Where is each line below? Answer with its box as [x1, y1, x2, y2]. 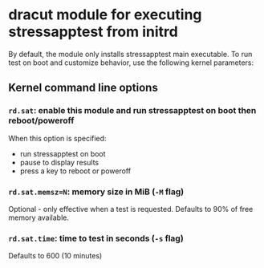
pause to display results [19, 157, 99, 167]
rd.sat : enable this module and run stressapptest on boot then [8, 105, 257, 116]
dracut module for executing [8, 6, 202, 24]
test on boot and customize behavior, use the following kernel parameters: [8, 58, 254, 67]
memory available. [8, 213, 70, 222]
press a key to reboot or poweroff [19, 166, 131, 176]
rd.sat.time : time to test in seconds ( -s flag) [8, 233, 185, 244]
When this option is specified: [8, 133, 107, 143]
